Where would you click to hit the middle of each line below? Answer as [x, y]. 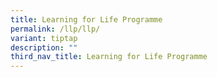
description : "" [44, 47]
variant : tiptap [44, 38]
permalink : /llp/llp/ [55, 29]
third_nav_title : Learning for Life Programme [109, 57]
